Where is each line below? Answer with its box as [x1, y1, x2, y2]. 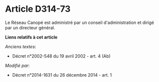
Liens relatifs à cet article [5, 34, 58, 40]
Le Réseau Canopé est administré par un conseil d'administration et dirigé [5, 20, 154, 25]
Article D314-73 [5, 3, 71, 15]
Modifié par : [5, 62, 30, 68]
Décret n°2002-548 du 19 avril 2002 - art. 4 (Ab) [12, 53, 111, 59]
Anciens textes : [5, 43, 37, 49]
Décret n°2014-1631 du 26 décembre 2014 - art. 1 [12, 72, 112, 78]
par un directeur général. [5, 24, 55, 30]
